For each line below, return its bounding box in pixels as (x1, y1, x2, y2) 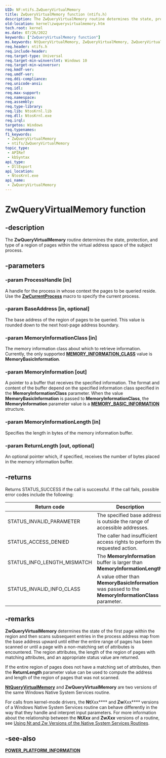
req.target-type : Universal (5, 53, 63, 59)
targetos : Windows (5, 123, 43, 127)
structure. (5, 406, 25, 412)
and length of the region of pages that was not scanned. (5, 674, 120, 680)
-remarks (5, 615, 35, 623)
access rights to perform (97, 538, 154, 545)
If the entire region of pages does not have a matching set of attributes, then (5, 664, 161, 670)
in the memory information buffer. (5, 459, 74, 465)
